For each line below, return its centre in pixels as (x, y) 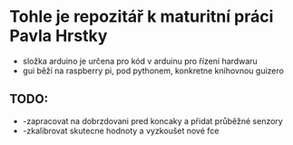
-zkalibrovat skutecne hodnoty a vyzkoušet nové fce (121, 130)
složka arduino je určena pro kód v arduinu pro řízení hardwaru (140, 61)
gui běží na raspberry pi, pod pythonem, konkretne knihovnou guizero (153, 71)
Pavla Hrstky (59, 36)
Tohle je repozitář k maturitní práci (142, 17)
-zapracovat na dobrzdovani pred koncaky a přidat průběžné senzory (152, 121)
